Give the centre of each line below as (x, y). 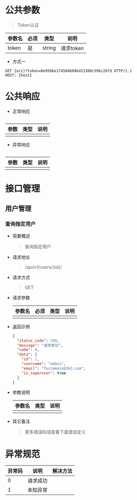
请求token (72, 48)
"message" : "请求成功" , (40, 345)
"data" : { (27, 354)
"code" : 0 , (28, 350)
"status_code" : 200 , (38, 340)
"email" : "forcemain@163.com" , (54, 368)
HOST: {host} (19, 75)
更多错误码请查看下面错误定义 (55, 432)
